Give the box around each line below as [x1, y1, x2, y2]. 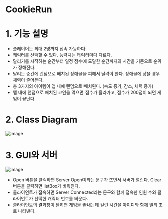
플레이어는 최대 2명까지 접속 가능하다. [12, 46, 87, 52]
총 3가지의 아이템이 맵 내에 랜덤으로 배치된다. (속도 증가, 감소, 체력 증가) [12, 83, 154, 89]
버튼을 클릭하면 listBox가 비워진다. [12, 183, 80, 189]
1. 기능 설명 [5, 28, 49, 40]
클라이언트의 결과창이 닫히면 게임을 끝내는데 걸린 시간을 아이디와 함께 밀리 [12, 202, 158, 208]
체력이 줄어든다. [12, 77, 44, 83]
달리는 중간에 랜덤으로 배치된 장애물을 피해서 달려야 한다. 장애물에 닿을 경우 [12, 71, 160, 77]
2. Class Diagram [5, 114, 78, 125]
